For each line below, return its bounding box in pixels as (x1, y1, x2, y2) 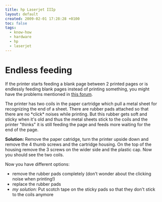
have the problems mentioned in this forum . (5, 91, 93, 97)
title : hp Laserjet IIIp (5, 7, 56, 12)
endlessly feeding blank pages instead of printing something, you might (5, 86, 150, 92)
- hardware (9, 35, 32, 40)
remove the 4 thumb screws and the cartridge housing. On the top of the (5, 141, 152, 147)
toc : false (5, 21, 27, 26)
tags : (5, 25, 16, 30)
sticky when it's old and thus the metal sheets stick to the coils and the (5, 116, 148, 122)
